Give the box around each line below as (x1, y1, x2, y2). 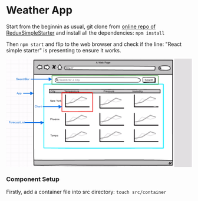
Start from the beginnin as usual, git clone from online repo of (6, 23, 156, 30)
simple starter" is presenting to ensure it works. (6, 46, 122, 53)
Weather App (6, 4, 72, 17)
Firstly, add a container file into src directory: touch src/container (6, 189, 167, 196)
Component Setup (6, 175, 60, 183)
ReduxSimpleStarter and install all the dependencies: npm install (6, 29, 165, 36)
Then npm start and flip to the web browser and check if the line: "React (6, 41, 182, 48)
